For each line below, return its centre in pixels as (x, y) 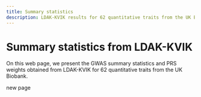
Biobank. (17, 76)
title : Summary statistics (40, 12)
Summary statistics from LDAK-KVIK (100, 47)
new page (19, 88)
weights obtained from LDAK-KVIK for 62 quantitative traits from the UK (94, 70)
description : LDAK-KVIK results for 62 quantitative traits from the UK (99, 17)
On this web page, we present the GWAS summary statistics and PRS (92, 63)
